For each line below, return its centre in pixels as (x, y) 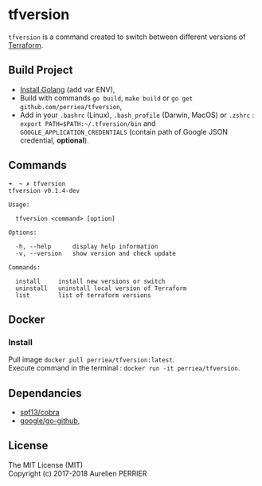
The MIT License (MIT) (46, 464)
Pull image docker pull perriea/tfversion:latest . (92, 359)
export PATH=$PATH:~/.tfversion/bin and (88, 123)
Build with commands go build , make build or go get (106, 98)
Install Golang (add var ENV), (67, 89)
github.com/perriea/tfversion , (71, 106)
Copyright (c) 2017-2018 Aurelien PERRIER (78, 473)
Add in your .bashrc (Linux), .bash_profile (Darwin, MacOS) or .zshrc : (137, 115)
